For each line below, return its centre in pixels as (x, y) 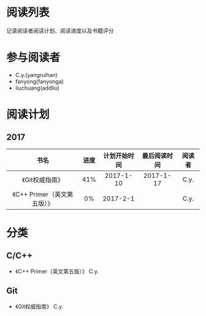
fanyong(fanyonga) (40, 81)
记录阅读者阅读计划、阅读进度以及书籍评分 (60, 31)
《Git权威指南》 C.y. (39, 306)
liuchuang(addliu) (37, 88)
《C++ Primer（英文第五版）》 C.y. (57, 271)
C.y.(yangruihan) (36, 75)
